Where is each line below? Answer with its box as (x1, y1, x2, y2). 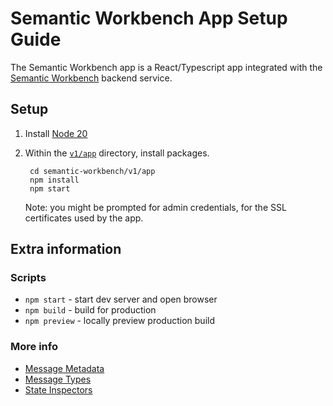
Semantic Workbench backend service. (10, 72, 173, 84)
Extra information (10, 241, 122, 258)
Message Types (24, 373, 92, 385)
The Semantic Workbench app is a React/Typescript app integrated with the (10, 61, 323, 73)
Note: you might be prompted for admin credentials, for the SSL (24, 201, 287, 213)
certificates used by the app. (24, 212, 144, 224)
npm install (29, 175, 80, 185)
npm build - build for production (24, 304, 157, 316)
